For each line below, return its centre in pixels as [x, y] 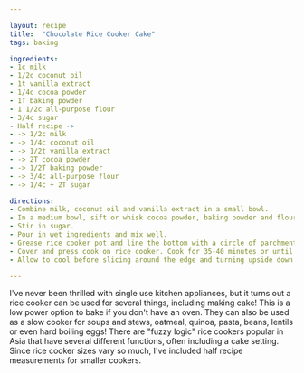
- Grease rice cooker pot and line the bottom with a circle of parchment [153, 243]
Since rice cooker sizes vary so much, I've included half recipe [126, 351]
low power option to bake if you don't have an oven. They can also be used [149, 312]
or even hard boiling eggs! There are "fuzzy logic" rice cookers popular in [147, 331]
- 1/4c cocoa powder [48, 92]
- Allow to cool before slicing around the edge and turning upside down [152, 260]
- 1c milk [28, 67]
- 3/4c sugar [34, 117]
